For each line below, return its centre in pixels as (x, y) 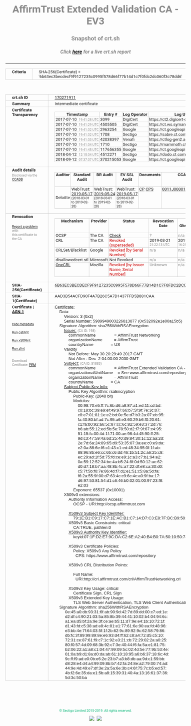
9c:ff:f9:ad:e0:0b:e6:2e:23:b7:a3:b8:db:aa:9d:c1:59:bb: (115, 659)
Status (129, 221)
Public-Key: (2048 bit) (93, 396)
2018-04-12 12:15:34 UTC (77, 154)
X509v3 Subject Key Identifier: (96, 513)
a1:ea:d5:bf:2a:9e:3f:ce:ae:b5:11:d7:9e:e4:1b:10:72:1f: (115, 621)
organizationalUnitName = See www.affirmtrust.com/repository (127, 373)
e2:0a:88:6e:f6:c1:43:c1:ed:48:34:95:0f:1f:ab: (119, 448)
